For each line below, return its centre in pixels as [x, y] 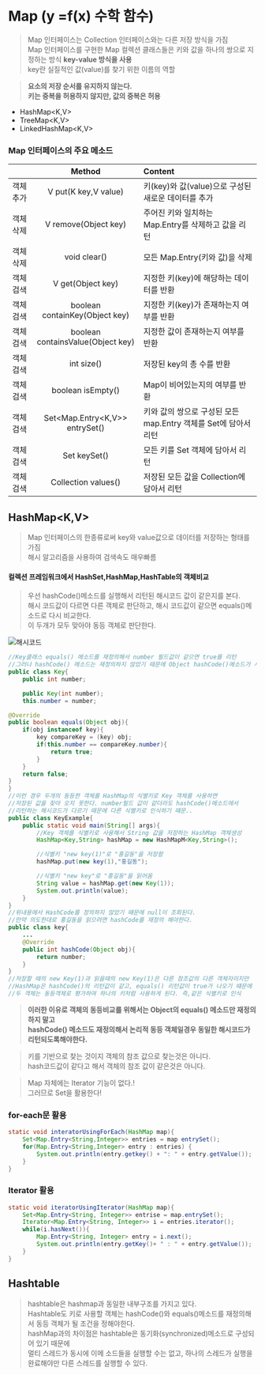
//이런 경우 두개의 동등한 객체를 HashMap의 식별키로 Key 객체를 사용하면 [113, 796]
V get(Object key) [86, 284]
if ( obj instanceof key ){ [63, 730]
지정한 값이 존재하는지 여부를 [194, 331]
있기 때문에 [53, 1343]
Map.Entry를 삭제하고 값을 [190, 225]
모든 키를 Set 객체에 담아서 [190, 450]
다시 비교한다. [70, 616]
